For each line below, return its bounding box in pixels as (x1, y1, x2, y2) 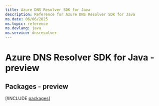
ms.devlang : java (5, 26, 41, 31)
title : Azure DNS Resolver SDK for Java (5, 7, 91, 12)
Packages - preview (5, 82, 68, 91)
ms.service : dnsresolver (5, 30, 57, 35)
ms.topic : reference (5, 21, 48, 26)
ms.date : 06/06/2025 (5, 16, 48, 21)
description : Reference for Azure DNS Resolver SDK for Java (5, 12, 135, 17)
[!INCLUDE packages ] (5, 96, 50, 101)
